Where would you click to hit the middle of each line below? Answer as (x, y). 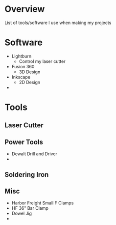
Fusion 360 (23, 66)
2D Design (30, 82)
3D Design (30, 72)
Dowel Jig (22, 213)
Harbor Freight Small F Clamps (43, 203)
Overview (25, 9)
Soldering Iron (27, 175)
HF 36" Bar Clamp (30, 208)
